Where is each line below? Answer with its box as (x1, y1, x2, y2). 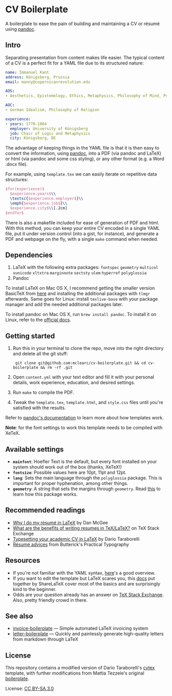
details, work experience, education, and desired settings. (12, 379, 136, 386)
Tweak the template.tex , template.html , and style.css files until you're (12, 399, 163, 406)
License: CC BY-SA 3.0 (5, 685, 54, 692)
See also (5, 611, 33, 620)
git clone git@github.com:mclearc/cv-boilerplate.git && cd (15, 361, 146, 366)
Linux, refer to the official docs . (5, 317, 72, 323)
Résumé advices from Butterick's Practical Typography (12, 541, 130, 547)
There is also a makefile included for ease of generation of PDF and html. (5, 219, 160, 226)
